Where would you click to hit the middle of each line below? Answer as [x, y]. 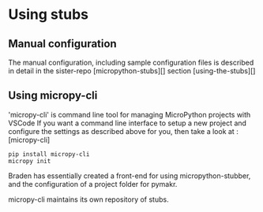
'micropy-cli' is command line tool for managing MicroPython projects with [130, 114]
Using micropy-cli [53, 96]
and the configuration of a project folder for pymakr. [93, 184]
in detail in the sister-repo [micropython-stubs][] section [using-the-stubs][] [132, 71]
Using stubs [49, 15]
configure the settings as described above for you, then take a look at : [123, 131]
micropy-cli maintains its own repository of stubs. [88, 199]
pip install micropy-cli [49, 154]
